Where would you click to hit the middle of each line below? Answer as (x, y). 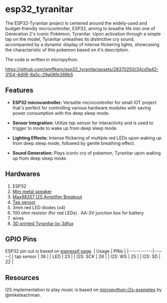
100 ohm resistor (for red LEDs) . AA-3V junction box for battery (78, 213)
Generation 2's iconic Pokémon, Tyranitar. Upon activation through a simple (83, 34)
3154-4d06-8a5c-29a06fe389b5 (39, 74)
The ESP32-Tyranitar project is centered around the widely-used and (76, 23)
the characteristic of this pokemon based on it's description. (67, 50)
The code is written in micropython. (42, 59)
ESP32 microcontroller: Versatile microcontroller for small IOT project (84, 102)
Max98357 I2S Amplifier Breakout (47, 197)
